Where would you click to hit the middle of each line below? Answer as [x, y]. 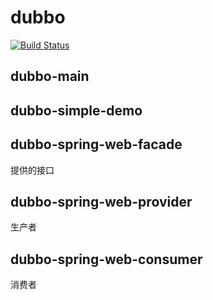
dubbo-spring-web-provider [101, 201]
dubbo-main [50, 76]
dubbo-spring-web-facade [96, 144]
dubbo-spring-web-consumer [106, 259]
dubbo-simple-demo [76, 110]
